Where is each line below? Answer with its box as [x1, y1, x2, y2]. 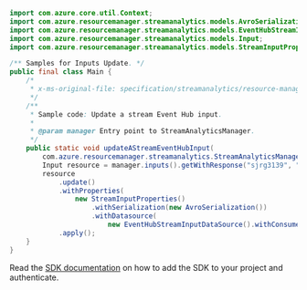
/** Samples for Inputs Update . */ [9, 59, 145, 68]
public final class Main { [9, 67, 112, 77]
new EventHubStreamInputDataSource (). [107, 220, 256, 229]
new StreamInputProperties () [74, 194, 185, 204]
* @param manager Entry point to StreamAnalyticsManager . [29, 127, 256, 136]
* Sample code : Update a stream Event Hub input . [29, 109, 223, 119]
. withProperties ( [58, 186, 125, 195]
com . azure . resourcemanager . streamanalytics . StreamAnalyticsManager [42, 152, 304, 161]
